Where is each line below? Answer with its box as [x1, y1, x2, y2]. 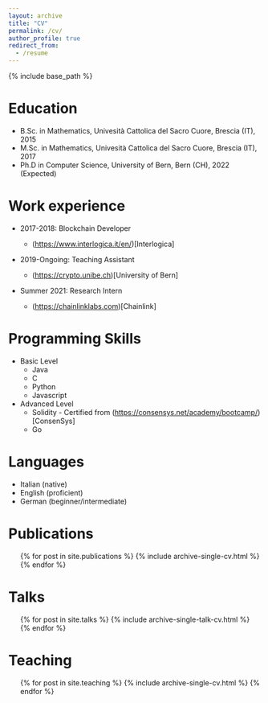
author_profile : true [8, 34, 81, 43]
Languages [8, 453, 84, 471]
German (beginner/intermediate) [19, 496, 128, 506]
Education [8, 100, 78, 117]
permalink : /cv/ [8, 27, 63, 35]
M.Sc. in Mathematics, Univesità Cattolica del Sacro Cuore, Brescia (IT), [19, 142, 258, 153]
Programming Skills [8, 330, 142, 348]
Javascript [31, 390, 67, 400]
